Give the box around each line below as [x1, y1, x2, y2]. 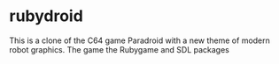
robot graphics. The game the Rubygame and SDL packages [9, 44, 230, 54]
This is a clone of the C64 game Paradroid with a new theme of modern [9, 35, 270, 46]
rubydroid [9, 6, 84, 26]
